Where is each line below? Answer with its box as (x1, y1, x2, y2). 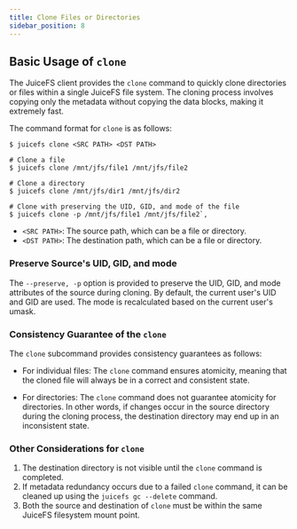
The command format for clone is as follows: (9, 123, 173, 134)
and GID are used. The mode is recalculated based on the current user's (9, 296, 273, 307)
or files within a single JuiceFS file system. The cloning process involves (9, 87, 274, 98)
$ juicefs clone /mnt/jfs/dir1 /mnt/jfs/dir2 (9, 187, 180, 196)
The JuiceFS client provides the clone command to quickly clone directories (9, 77, 286, 89)
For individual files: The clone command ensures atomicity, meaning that (21, 365, 287, 375)
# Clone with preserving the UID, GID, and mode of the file (9, 202, 240, 211)
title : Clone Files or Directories (9, 12, 141, 22)
